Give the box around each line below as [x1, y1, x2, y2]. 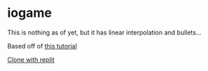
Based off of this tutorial [7, 41, 77, 50]
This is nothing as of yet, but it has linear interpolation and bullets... [7, 28, 202, 37]
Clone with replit [7, 55, 55, 64]
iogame [7, 5, 52, 21]
